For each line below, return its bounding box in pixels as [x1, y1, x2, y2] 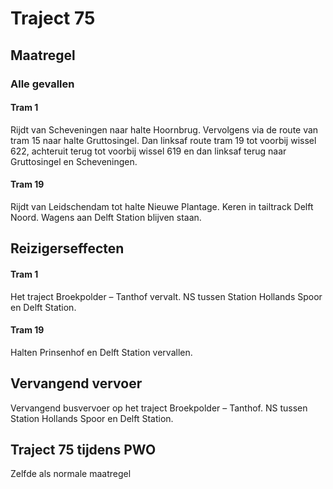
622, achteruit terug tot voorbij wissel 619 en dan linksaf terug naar [10, 145, 287, 157]
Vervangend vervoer [10, 375, 143, 392]
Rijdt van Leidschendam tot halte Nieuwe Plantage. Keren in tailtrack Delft [10, 200, 314, 212]
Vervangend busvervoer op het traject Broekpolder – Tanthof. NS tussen [10, 402, 308, 414]
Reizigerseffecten [10, 240, 125, 257]
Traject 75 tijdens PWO [10, 441, 157, 458]
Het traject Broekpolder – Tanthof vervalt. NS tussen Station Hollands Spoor [10, 290, 323, 302]
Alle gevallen [10, 77, 75, 91]
